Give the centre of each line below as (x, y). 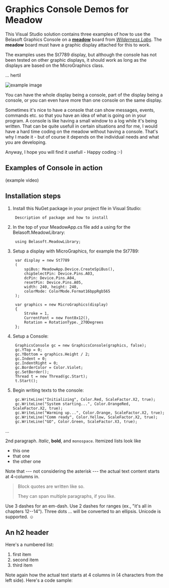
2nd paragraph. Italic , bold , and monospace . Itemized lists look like (73, 441)
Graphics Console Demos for (67, 9)
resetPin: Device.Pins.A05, (54, 282)
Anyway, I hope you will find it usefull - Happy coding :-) (64, 152)
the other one (27, 461)
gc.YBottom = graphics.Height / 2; (52, 354)
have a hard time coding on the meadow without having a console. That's (82, 131)
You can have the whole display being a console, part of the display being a (84, 95)
